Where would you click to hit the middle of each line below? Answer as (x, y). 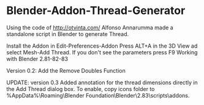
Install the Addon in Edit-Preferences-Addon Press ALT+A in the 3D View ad (102, 46)
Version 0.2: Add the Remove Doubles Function (66, 70)
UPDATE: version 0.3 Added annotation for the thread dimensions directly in (102, 82)
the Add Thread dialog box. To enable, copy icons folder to (81, 89)
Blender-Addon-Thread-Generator (96, 11)
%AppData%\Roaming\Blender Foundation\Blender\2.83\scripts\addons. (98, 95)
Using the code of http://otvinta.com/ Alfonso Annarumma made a (90, 27)
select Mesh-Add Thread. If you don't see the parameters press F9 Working (102, 52)
